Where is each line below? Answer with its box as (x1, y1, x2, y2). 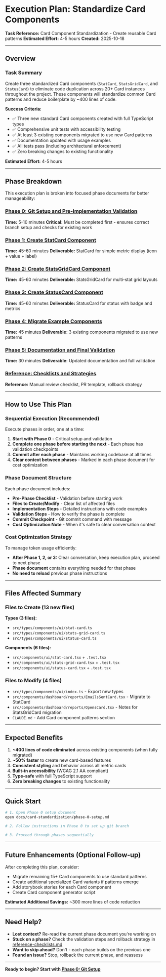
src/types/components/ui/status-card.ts (12, 636, 97, 641)
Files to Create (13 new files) (5, 604, 75, 611)
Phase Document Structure (5, 474, 72, 481)
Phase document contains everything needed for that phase (12, 565, 136, 571)
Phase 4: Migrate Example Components (5, 317, 102, 324)
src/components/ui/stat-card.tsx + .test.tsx (12, 654, 107, 660)
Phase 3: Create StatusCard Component (5, 289, 104, 296)
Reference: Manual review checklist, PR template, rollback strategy (5, 381, 142, 387)
